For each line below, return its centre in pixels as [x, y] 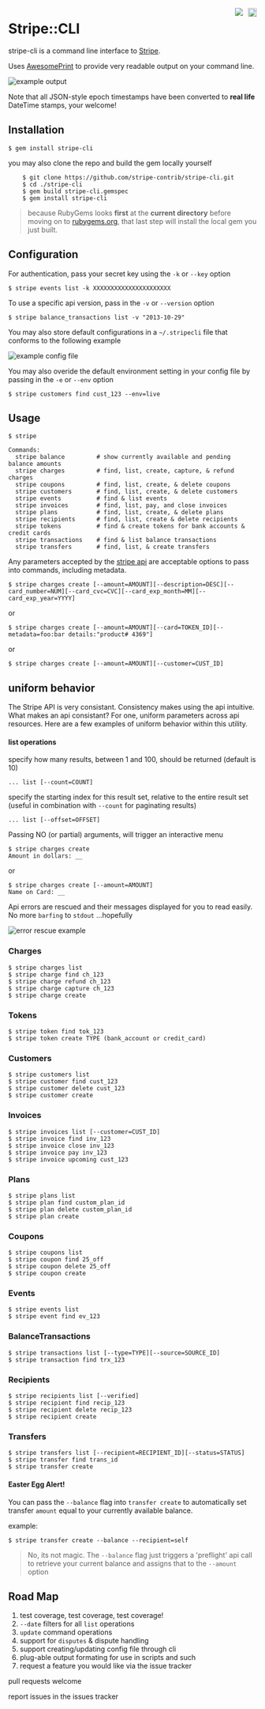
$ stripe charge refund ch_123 [60, 981]
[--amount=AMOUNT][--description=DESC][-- [164, 585]
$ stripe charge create [47, 995]
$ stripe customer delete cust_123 [67, 1089]
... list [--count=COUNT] [50, 783]
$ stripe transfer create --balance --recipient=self [99, 1540]
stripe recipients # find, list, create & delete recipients [127, 519]
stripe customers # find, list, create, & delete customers [127, 492]
